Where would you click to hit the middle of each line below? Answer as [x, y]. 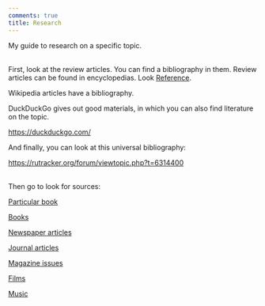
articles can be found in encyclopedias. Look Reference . [100, 77]
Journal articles [34, 247]
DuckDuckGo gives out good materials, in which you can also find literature [131, 108]
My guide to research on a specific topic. [75, 45]
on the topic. [29, 116]
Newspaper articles [40, 232]
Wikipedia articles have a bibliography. [71, 93]
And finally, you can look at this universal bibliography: [97, 147]
